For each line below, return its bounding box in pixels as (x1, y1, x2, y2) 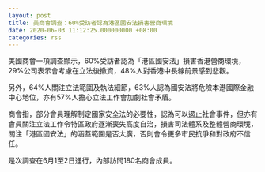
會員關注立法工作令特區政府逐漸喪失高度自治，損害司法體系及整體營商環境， (8, 119, 258, 129)
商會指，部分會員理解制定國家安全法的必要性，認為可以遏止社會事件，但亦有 (8, 110, 258, 119)
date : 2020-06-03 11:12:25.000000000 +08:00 (8, 26, 157, 34)
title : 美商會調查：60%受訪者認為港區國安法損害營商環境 (8, 19, 174, 27)
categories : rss (8, 33, 62, 42)
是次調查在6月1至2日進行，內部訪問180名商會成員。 (8, 155, 177, 166)
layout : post (8, 11, 51, 20)
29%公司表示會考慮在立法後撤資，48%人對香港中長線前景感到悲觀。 (8, 66, 233, 76)
